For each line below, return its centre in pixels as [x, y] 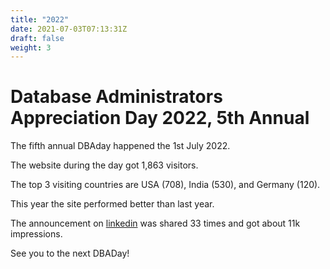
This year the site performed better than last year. [112, 204]
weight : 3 [31, 47]
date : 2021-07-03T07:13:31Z [69, 29]
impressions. [36, 234]
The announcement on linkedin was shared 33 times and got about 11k [155, 223]
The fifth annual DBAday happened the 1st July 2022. [120, 146]
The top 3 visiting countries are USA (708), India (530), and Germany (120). [165, 185]
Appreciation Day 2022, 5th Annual [160, 118]
